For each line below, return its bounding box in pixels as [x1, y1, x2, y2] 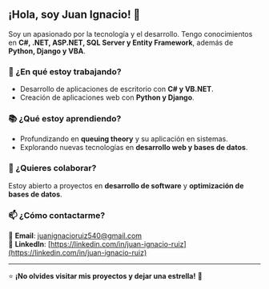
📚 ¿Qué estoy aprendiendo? [8, 113, 122, 125]
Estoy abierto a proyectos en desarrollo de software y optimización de [8, 180, 244, 190]
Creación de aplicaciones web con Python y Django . [19, 93, 195, 102]
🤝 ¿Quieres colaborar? [8, 163, 97, 174]
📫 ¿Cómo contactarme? [8, 209, 106, 220]
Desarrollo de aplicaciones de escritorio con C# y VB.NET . [19, 85, 214, 94]
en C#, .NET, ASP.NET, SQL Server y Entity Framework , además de [8, 38, 234, 47]
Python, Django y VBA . [8, 46, 86, 56]
